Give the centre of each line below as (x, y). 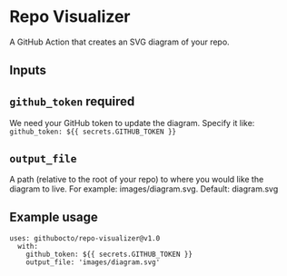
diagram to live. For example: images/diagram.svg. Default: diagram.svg (144, 189)
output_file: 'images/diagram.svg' (93, 262)
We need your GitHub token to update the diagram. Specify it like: (132, 123)
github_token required (72, 101)
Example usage (54, 217)
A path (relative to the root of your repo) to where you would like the (137, 179)
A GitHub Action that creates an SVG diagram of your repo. (119, 42)
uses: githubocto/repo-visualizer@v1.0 (85, 238)
